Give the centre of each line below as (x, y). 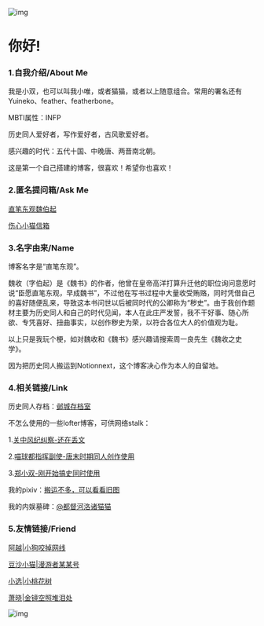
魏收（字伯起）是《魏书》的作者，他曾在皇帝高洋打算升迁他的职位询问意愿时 (132, 284)
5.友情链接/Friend (42, 529)
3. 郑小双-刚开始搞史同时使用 (54, 473)
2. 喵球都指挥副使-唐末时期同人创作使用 (71, 456)
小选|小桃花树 (30, 580)
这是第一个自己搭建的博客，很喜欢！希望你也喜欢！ (91, 168)
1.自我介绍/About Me (48, 73)
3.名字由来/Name (41, 247)
